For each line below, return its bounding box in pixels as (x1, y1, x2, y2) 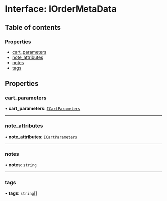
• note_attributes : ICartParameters (5, 134, 77, 140)
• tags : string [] (5, 190, 37, 196)
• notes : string (5, 162, 37, 168)
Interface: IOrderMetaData (5, 3, 117, 15)
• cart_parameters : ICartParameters (5, 105, 81, 111)
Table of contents (5, 23, 61, 32)
